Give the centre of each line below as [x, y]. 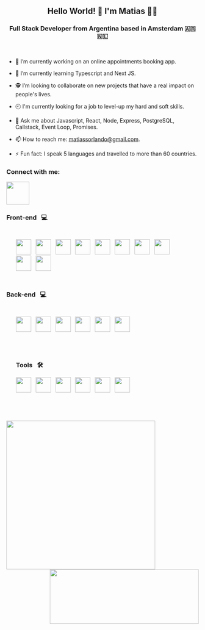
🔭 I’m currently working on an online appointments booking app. [96, 61]
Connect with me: [33, 171]
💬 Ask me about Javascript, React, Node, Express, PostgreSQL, [95, 120]
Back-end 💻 [27, 295]
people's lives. [33, 94]
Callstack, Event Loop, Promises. [56, 127]
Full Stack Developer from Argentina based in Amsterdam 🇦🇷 [103, 29]
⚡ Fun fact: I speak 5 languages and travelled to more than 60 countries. [106, 154]
